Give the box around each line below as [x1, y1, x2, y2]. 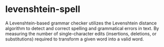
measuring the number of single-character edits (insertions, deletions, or [5, 30, 157, 36]
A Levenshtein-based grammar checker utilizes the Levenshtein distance [5, 20, 157, 26]
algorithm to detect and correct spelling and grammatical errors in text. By [5, 25, 159, 31]
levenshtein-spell [5, 3, 81, 15]
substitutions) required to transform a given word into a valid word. [5, 36, 144, 42]
